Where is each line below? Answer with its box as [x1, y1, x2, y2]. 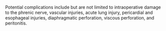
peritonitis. [5, 20, 27, 26]
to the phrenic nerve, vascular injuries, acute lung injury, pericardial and [5, 9, 153, 15]
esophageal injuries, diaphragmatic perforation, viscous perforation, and [5, 15, 154, 20]
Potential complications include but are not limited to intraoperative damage [5, 4, 161, 10]
